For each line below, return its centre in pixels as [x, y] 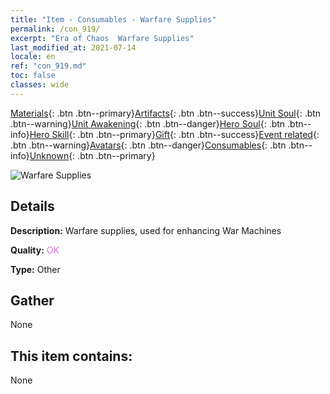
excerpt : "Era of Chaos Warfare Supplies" [102, 38]
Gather [32, 300]
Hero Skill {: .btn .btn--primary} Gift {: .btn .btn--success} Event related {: [174, 134]
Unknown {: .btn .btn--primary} [92, 155]
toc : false [33, 76]
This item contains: [71, 356]
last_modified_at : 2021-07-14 [73, 47]
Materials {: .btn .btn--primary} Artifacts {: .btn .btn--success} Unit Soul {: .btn [166, 113]
